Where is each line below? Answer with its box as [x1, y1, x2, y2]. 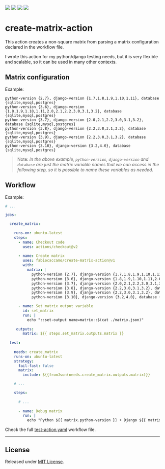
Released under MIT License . [5, 459, 64, 465]
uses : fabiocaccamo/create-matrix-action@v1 [23, 258, 115, 263]
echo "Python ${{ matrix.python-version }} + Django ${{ [27, 418, 146, 423]
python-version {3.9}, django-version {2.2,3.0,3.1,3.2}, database [5, 135, 146, 140]
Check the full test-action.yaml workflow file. [5, 427, 96, 433]
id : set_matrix [23, 308, 54, 313]
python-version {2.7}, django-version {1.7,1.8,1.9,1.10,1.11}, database [5, 96, 160, 101]
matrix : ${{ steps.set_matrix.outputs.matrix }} [23, 331, 124, 336]
